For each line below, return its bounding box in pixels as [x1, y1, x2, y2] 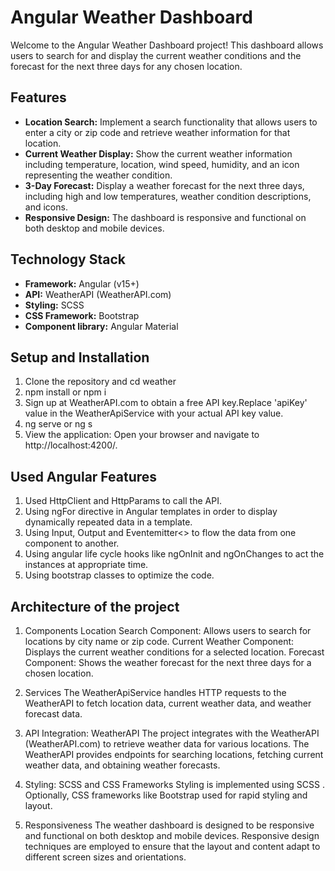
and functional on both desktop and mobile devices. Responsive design [24, 830, 320, 841]
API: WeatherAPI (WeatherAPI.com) [24, 288, 172, 300]
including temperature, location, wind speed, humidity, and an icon [24, 158, 300, 170]
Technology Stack [10, 251, 126, 268]
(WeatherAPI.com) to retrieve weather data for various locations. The [24, 738, 310, 750]
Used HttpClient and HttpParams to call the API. [24, 495, 222, 507]
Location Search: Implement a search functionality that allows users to [24, 116, 318, 128]
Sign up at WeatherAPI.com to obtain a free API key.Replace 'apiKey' [24, 397, 308, 409]
